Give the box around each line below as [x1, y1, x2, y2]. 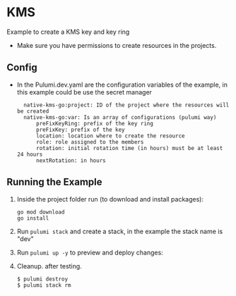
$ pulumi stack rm [16, 281, 71, 289]
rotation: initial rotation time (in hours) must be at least [35, 144, 223, 152]
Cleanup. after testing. [16, 261, 82, 270]
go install [16, 214, 49, 222]
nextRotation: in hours [35, 156, 107, 164]
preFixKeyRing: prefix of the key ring [35, 120, 153, 127]
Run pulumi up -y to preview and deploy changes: [16, 248, 163, 257]
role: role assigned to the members [35, 138, 144, 145]
